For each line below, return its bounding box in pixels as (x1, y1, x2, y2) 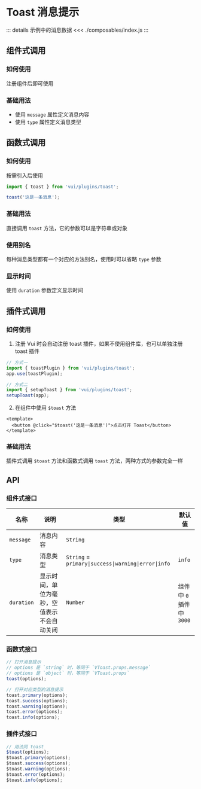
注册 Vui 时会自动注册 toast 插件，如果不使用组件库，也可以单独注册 (14, 340, 183, 347)
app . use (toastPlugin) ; (6, 370, 63, 377)
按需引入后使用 (6, 172, 43, 179)
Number (66, 599, 85, 606)
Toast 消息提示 (6, 5, 80, 19)
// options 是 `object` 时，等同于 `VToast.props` (6, 671, 130, 677)
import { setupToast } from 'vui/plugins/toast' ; (6, 387, 133, 393)
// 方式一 (6, 360, 28, 365)
